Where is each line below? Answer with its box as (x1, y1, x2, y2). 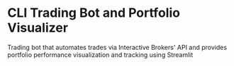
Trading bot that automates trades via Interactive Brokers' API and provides (7, 43, 228, 51)
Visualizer (7, 20, 69, 36)
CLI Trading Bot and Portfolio (7, 5, 181, 21)
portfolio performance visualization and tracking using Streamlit (7, 51, 194, 59)
